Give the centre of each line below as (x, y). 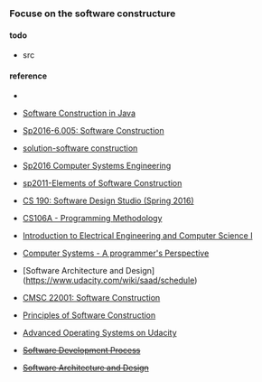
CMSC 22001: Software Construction (91, 298)
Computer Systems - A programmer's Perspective (116, 253)
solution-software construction (80, 148)
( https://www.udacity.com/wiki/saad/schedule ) (110, 280)
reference (28, 76)
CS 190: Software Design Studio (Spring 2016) (108, 200)
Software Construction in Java (79, 113)
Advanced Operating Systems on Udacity (100, 333)
